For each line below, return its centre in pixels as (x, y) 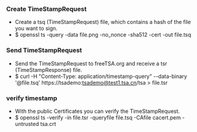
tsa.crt (48, 124)
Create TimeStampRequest (46, 9)
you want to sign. (36, 28)
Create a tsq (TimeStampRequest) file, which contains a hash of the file (103, 22)
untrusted (27, 124)
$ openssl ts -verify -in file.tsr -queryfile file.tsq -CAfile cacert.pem (98, 117)
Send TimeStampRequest (44, 50)
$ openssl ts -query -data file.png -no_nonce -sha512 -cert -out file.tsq (103, 35)
